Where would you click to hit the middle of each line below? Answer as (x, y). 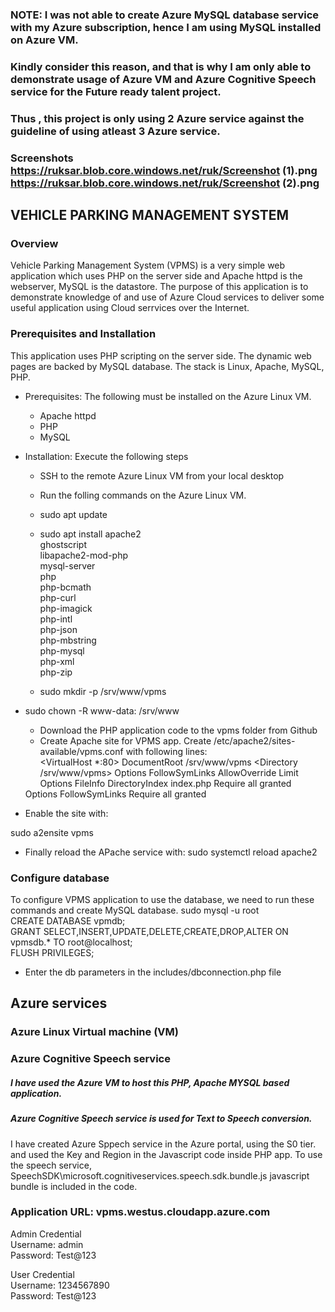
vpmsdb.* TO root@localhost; (71, 942)
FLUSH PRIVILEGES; (52, 952)
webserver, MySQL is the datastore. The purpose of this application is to (159, 287)
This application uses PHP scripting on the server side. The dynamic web (161, 355)
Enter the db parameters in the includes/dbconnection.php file (153, 972)
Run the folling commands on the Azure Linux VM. (143, 495)
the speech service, (51, 1165)
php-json (58, 629)
